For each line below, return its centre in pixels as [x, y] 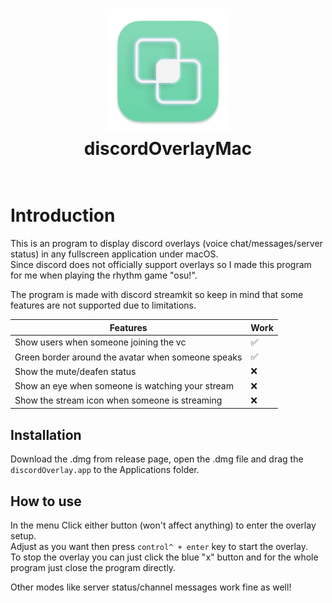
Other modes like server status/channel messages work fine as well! [151, 587]
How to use [46, 501]
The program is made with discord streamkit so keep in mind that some [157, 295]
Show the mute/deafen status [75, 371]
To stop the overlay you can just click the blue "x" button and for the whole [164, 557]
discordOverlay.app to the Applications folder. [105, 470]
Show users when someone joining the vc [100, 342]
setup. [23, 536]
